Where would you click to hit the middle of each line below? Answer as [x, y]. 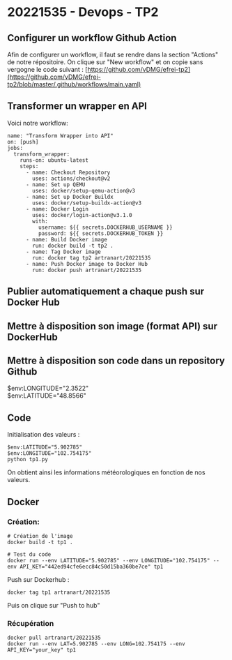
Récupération [31, 623]
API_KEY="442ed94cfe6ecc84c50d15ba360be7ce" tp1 [92, 567]
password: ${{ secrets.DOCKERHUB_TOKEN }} [101, 233]
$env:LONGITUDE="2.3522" [48, 389]
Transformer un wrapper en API [77, 106]
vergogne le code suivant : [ [47, 69]
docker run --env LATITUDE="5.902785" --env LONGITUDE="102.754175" [109, 560]
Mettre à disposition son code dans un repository [116, 360]
